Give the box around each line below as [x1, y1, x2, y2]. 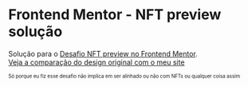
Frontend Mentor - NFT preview [8, 6, 222, 24]
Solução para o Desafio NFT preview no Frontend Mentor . [8, 49, 198, 58]
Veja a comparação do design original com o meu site [8, 57, 185, 67]
